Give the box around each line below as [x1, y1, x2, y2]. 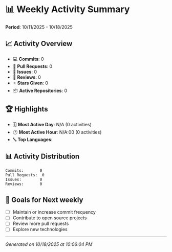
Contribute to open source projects [12, 215, 87, 221]
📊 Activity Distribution [5, 152, 80, 161]
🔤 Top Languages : [12, 136, 53, 143]
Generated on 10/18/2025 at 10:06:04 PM [5, 241, 93, 247]
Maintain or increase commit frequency [12, 209, 96, 215]
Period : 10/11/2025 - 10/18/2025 [5, 24, 73, 30]
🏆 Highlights [5, 105, 48, 113]
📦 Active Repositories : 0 [12, 87, 68, 94]
